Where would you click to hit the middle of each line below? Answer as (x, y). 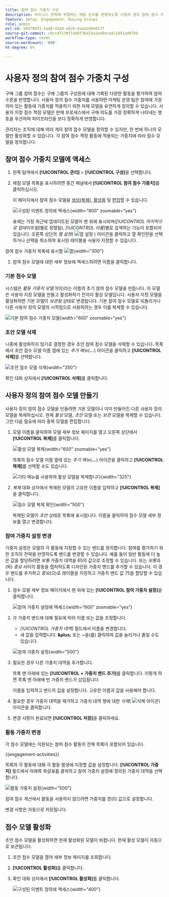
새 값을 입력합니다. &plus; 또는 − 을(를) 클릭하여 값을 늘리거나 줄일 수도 (90, 635)
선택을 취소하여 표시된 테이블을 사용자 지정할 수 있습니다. (81, 241)
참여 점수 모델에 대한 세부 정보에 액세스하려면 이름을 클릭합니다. (75, 262)
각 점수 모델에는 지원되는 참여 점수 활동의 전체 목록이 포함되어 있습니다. (75, 744)
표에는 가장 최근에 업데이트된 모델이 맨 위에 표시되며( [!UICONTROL (79, 221)
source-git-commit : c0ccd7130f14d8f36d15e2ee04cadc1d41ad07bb (72, 33)
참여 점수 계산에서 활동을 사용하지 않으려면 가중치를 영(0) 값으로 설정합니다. (79, 799)
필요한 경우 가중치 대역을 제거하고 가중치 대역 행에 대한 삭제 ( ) (86, 701)
